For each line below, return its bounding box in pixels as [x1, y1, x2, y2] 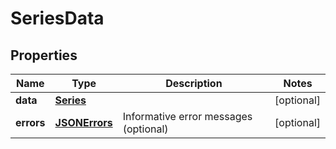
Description [165, 77, 223, 90]
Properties [10, 47, 78, 64]
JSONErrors [54, 116, 113, 129]
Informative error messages [122, 110, 253, 123]
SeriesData [10, 7, 105, 30]
